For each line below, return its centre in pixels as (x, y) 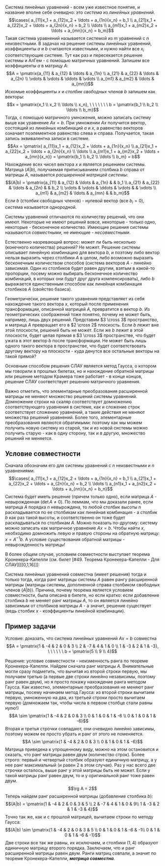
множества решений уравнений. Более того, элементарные (68, 417)
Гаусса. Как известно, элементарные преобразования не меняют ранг (80, 687)
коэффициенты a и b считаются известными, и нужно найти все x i (75, 49)
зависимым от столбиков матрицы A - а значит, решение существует (78, 606)
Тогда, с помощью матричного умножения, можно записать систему (78, 117)
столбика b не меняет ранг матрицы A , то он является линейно (72, 601)
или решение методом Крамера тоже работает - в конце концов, (74, 376)
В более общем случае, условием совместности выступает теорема (78, 554)
